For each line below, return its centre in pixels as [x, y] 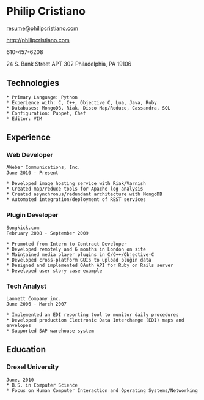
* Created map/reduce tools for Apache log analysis [75, 189]
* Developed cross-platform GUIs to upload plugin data [79, 260]
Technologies [33, 83]
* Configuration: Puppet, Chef [46, 113]
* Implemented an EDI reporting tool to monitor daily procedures [93, 315]
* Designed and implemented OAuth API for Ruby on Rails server [90, 265]
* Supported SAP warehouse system [50, 331]
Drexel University [33, 367]
